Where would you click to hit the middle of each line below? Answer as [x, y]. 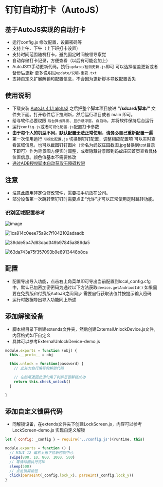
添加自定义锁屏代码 [34, 411]
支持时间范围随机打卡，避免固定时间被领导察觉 [59, 54]
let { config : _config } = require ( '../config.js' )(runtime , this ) [75, 440]
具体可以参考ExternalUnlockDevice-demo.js [56, 341]
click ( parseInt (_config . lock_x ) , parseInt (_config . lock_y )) [72, 476]
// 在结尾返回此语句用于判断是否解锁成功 [50, 377]
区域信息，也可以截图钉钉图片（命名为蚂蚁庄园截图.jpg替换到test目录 [86, 145]
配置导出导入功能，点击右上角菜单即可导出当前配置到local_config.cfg [81, 281]
